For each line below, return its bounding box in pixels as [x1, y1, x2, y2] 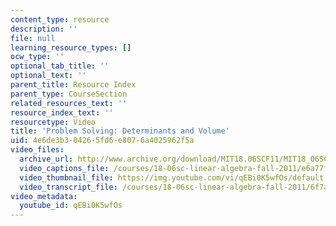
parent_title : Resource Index [10, 80, 137, 90]
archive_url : [19, 154, 74, 164]
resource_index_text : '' [10, 107, 114, 118]
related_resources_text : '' [10, 98, 128, 108]
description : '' [10, 24, 78, 34]
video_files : [10, 145, 65, 155]
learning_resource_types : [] [10, 42, 132, 53]
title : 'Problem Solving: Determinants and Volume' [10, 126, 230, 136]
